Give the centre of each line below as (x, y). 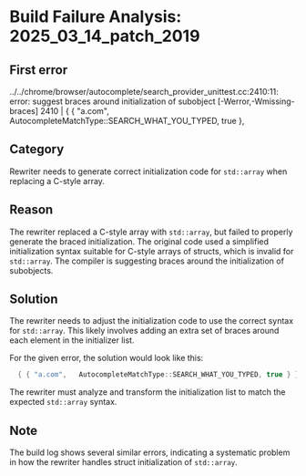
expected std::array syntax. (63, 402)
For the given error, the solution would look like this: (107, 358)
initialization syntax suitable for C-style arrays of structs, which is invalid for (152, 251)
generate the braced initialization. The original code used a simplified (139, 241)
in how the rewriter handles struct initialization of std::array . (124, 462)
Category (37, 149)
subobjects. (31, 270)
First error (39, 70)
